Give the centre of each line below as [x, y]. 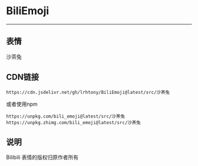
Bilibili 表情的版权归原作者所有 [42, 157]
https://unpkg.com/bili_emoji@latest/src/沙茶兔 [66, 116]
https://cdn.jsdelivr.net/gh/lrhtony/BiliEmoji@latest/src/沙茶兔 [88, 92]
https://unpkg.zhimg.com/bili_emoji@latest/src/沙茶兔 [73, 122]
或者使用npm [22, 104]
